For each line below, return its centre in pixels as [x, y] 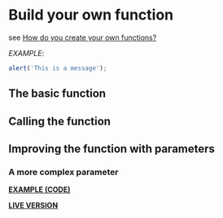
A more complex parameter [63, 172]
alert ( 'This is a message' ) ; [58, 68]
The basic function [57, 94]
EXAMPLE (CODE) [39, 190]
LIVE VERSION [33, 206]
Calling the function [60, 121]
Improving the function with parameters [112, 148]
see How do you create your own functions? [83, 37]
